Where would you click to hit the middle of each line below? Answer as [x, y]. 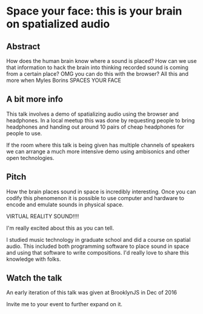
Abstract [23, 46]
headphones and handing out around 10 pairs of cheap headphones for [95, 127]
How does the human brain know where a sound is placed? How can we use [101, 61]
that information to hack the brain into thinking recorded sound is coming [98, 67]
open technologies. [30, 158]
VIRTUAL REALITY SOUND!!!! [43, 216]
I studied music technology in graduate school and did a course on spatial [98, 239]
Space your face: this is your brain [94, 11]
